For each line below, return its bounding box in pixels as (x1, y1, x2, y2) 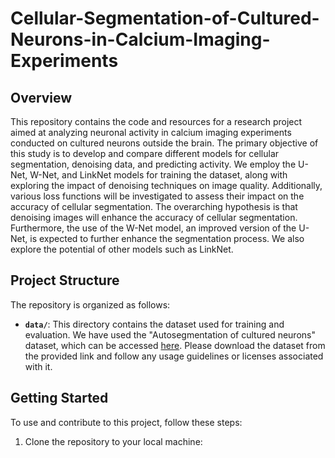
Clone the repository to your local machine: (24, 435, 203, 447)
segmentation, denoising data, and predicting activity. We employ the (10, 158, 297, 170)
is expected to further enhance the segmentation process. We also (29, 233, 305, 244)
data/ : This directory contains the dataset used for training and (24, 318, 285, 330)
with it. (24, 360, 53, 372)
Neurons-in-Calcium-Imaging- (10, 28, 271, 51)
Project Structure (10, 272, 120, 289)
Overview (10, 89, 73, 106)
